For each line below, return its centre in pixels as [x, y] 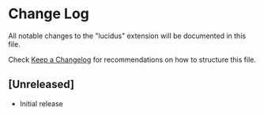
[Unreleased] [41, 84]
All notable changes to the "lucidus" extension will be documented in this [127, 36]
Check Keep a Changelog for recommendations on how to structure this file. [132, 59]
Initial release [41, 103]
